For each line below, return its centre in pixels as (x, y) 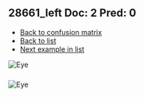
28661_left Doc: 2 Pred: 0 (72, 13)
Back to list (38, 41)
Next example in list (52, 49)
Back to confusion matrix (60, 32)
